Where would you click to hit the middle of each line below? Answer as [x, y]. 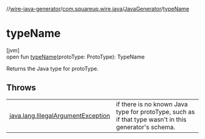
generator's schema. [146, 127]
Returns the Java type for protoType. [52, 68]
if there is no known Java [152, 104]
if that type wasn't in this [151, 119]
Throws [21, 88]
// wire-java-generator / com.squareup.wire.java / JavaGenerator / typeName [98, 9]
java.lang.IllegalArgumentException [60, 115]
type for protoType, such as [155, 112]
